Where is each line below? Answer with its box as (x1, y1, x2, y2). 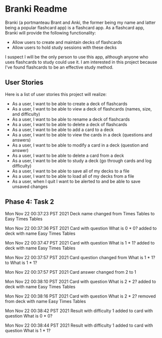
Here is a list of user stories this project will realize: (5, 91, 107, 97)
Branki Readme (5, 3, 67, 15)
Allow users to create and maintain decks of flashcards (12, 39, 122, 45)
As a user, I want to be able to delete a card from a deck (12, 152, 124, 158)
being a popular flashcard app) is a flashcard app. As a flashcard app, (5, 24, 145, 30)
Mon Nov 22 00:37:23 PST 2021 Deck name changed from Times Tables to (5, 210, 155, 216)
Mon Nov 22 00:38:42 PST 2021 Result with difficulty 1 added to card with (5, 308, 153, 314)
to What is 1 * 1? (5, 260, 37, 265)
